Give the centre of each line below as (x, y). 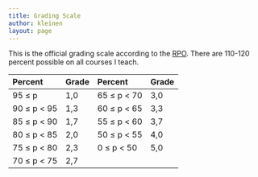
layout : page (30, 31)
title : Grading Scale (45, 16)
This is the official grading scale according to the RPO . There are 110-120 (129, 54)
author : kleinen (35, 23)
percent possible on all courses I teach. (74, 62)
